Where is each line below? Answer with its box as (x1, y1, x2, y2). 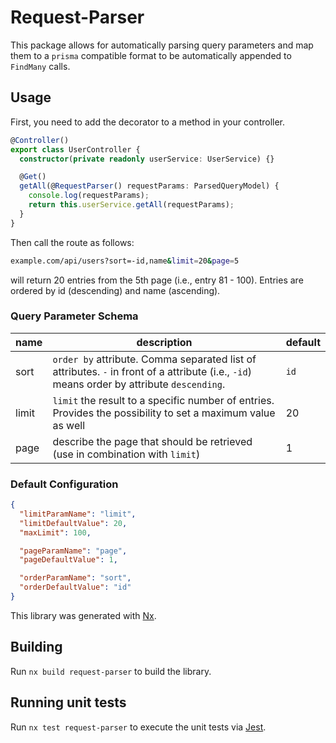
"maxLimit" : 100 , (19, 527, 92, 538)
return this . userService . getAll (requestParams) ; (28, 200, 235, 210)
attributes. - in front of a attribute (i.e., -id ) (52, 364, 252, 378)
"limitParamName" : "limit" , (19, 509, 137, 519)
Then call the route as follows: (10, 236, 135, 248)
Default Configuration (10, 477, 119, 491)
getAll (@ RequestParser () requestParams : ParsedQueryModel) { (19, 181, 280, 191)
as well (52, 418, 85, 432)
